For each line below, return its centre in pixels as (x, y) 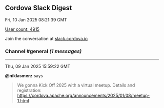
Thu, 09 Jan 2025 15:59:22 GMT (38, 66)
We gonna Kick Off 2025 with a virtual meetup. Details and (76, 85)
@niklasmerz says (24, 76)
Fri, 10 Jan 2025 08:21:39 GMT (36, 19)
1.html (23, 101)
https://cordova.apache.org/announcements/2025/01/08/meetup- (83, 96)
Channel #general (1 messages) (43, 51)
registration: (29, 90)
